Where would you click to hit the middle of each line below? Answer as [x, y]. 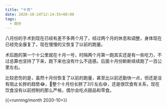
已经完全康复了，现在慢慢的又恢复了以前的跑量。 [55, 45]
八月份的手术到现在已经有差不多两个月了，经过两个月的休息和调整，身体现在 [83, 38]
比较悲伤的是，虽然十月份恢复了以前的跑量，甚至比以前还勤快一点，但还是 [81, 78]
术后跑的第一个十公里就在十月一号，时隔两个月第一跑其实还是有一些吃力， [81, 55]
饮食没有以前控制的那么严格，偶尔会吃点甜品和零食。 [60, 90]
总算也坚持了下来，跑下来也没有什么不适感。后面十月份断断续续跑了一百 [83, 61]
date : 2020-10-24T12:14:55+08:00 [40, 14]
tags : [11, 19]
